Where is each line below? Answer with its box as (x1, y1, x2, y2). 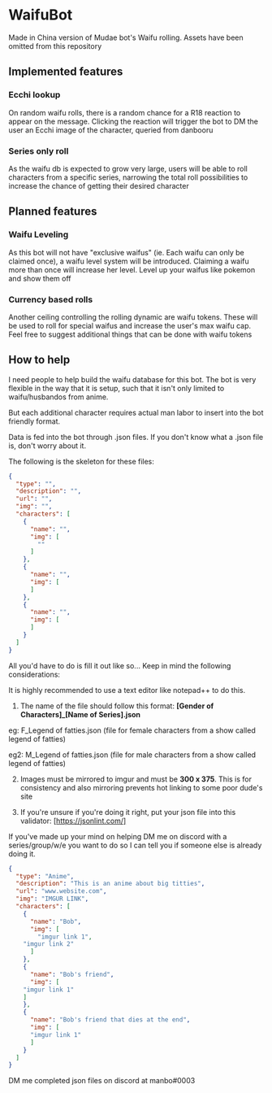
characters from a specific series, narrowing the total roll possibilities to (8, 172, 248, 182)
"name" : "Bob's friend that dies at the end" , (29, 1016, 191, 1024)
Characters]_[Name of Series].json (19, 709, 140, 719)
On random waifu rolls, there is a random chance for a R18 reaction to (8, 107, 241, 117)
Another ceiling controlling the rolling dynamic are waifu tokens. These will (8, 311, 258, 322)
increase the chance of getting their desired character (8, 181, 189, 190)
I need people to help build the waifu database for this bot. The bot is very (8, 374, 257, 384)
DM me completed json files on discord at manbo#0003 (8, 1076, 196, 1086)
